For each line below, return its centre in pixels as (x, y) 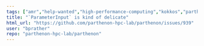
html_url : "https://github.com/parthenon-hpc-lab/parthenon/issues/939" (100, 23)
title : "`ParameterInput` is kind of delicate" (68, 17)
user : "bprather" (28, 28)
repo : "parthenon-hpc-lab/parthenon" (54, 34)
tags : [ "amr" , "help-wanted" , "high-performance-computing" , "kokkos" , (95, 12)
